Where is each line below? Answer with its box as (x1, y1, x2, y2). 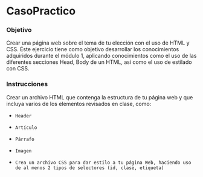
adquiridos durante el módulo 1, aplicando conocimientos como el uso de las (6, 52, 197, 60)
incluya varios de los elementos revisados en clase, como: (6, 100, 152, 107)
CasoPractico (6, 4, 76, 18)
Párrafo (14, 136, 34, 142)
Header (14, 113, 32, 119)
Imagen (14, 147, 32, 154)
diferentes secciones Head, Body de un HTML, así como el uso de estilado (6, 58, 192, 66)
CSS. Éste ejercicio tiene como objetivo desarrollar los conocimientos (6, 46, 179, 53)
